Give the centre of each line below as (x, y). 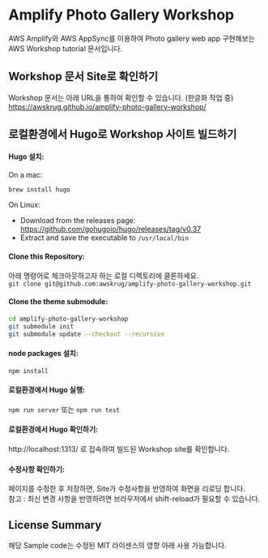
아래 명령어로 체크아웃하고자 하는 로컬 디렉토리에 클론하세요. (104, 275)
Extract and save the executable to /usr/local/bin (104, 238)
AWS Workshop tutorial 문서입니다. (66, 48)
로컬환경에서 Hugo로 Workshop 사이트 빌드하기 (123, 134)
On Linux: (24, 205)
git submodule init (41, 326)
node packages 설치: (44, 353)
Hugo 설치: (26, 157)
